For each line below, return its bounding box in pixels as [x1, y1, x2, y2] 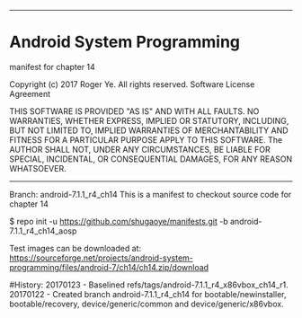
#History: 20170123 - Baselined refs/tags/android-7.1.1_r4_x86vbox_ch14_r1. [9, 279, 289, 290]
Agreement [9, 88, 51, 99]
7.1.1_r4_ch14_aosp [9, 225, 77, 236]
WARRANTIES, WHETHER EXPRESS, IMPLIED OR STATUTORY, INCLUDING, [9, 115, 289, 126]
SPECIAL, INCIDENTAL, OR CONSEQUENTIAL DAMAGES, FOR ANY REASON [9, 154, 293, 164]
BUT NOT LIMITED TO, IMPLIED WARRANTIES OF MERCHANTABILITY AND [9, 125, 289, 136]
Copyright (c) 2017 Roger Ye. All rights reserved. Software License [9, 78, 255, 90]
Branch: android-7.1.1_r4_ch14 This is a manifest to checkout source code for [9, 189, 292, 199]
